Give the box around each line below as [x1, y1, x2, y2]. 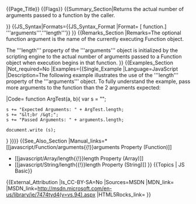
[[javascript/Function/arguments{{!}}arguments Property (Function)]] [6, 144, 172, 150]
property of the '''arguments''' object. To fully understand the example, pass [6, 78, 191, 85]
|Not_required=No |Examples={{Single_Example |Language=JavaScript [6, 65, 178, 72]
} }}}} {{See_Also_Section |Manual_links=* [6, 137, 108, 144]
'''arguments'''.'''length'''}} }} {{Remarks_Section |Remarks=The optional [6, 29, 181, 36]
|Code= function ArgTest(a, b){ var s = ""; [6, 95, 106, 102]
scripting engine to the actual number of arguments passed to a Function [6, 53, 183, 60]
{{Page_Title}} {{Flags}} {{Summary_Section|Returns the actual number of [6, 6, 184, 12]
